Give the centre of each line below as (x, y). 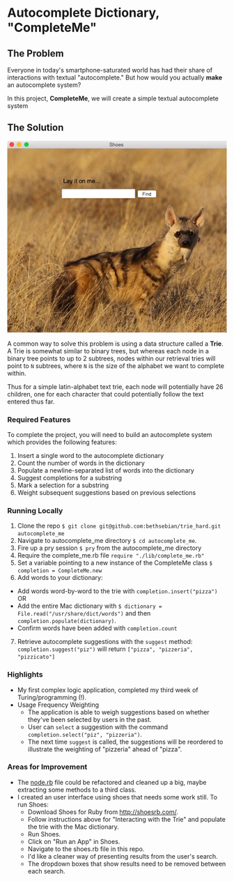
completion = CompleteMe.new (60, 571)
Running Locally (35, 510)
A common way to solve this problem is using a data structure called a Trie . (116, 344)
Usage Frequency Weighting (58, 705)
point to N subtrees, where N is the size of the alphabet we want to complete (116, 366)
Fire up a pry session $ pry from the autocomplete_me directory (109, 548)
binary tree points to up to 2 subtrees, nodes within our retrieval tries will (111, 358)
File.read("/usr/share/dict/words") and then (84, 613)
